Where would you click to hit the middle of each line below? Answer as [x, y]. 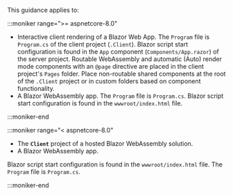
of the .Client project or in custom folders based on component [109, 81]
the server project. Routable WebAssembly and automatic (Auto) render [120, 59]
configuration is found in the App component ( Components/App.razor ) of [118, 52]
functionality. [36, 88]
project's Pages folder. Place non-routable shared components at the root [121, 74]
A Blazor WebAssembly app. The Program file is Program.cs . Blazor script [120, 96]
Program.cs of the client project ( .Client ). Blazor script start [103, 44]
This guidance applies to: [43, 10]
